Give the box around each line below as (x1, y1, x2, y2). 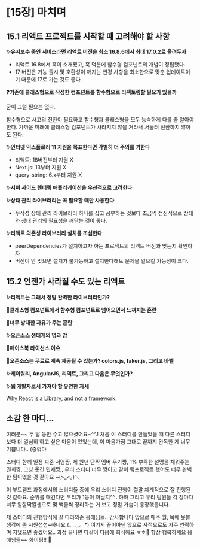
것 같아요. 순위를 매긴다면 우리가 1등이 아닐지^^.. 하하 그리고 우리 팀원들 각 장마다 (6, 493, 194, 501)
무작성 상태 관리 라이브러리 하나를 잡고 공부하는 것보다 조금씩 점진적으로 (14, 210, 183, 216)
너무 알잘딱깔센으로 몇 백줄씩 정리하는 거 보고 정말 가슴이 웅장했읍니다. (6, 501, 170, 508)
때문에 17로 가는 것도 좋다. (21, 76, 82, 83)
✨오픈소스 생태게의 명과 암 (6, 332, 67, 339)
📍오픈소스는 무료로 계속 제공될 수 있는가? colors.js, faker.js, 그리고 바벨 (6, 357, 174, 364)
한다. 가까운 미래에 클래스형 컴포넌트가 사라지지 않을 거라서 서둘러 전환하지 (6, 123, 180, 131)
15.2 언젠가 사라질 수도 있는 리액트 (6, 277, 125, 287)
